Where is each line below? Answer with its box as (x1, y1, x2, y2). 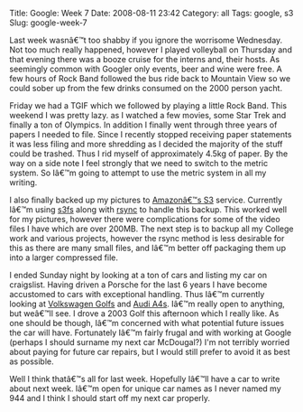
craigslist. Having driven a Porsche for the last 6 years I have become (9, 279, 268, 290)
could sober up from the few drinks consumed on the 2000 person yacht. (9, 83, 282, 93)
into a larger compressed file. (9, 252, 119, 263)
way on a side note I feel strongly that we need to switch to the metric (9, 158, 269, 168)
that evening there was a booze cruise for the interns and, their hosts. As (9, 54, 280, 64)
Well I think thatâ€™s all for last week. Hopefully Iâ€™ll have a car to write (9, 374, 280, 384)
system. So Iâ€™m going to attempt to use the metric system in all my (9, 167, 267, 178)
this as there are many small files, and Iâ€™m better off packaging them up (9, 243, 287, 253)
